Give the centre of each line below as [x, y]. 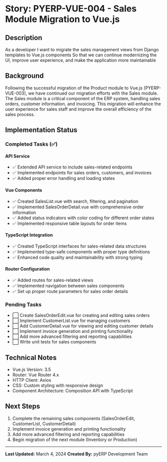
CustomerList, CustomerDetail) [44, 424]
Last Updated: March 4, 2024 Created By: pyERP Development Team [77, 454]
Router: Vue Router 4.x [36, 375]
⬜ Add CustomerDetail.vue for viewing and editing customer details [83, 326]
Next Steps [23, 406]
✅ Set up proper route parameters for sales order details [70, 291]
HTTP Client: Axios [32, 380]
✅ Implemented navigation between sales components [68, 286]
